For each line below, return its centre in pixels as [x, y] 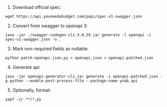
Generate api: [27, 67]
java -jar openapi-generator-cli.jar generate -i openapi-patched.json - [84, 76]
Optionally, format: [32, 90]
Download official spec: [37, 7]
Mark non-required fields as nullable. [51, 49]
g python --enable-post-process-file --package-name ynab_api [71, 81]
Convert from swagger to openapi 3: [50, 26]
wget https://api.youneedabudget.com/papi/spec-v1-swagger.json [74, 17]
